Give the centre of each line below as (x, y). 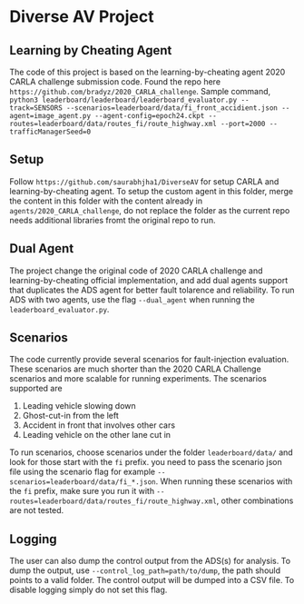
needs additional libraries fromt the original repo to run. (113, 220)
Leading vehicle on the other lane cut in (96, 435)
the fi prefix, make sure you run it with (82, 491)
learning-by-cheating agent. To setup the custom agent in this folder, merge (151, 191)
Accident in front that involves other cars (98, 425)
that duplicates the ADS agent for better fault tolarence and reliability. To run (152, 290)
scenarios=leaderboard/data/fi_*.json (83, 482)
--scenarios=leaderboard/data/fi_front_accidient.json (172, 108)
